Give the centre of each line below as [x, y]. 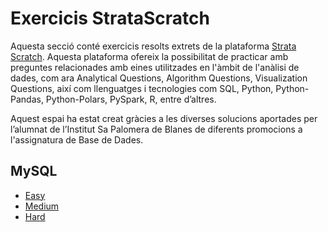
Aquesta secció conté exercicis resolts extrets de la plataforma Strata [153, 46]
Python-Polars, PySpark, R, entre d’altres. [131, 99]
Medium [42, 206]
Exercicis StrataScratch [110, 18]
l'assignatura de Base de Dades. [77, 139]
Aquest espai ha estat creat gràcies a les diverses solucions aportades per [164, 118]
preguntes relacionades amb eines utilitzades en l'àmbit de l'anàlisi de [155, 67]
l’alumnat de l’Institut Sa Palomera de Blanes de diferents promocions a [156, 129]
